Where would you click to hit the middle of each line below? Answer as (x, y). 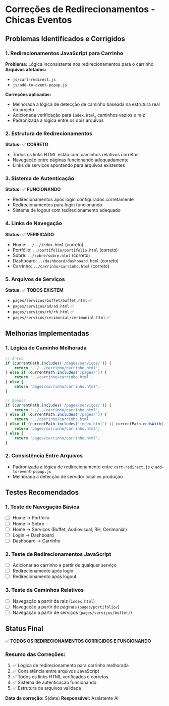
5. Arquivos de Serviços (35, 279)
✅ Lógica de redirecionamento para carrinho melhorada (71, 665)
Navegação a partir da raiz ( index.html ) (53, 601)
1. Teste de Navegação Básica (42, 507)
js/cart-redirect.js (34, 79)
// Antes (14, 358)
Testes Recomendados (42, 492)
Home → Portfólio (31, 518)
